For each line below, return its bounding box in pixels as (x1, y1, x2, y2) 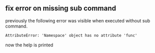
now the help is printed (5, 42, 53, 48)
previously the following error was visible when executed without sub (5, 17, 150, 23)
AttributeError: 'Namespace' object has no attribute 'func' (5, 33, 138, 38)
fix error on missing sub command (5, 4, 116, 13)
